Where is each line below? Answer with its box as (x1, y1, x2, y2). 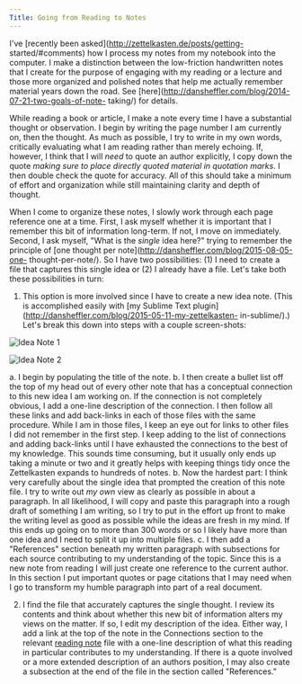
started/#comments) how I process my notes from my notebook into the (9, 47, 276, 58)
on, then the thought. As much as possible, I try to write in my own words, (9, 131, 282, 142)
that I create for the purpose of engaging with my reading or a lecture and (9, 67, 283, 77)
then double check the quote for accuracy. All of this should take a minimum (9, 170, 292, 181)
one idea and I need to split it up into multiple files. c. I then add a (9, 534, 251, 545)
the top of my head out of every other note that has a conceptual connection (9, 381, 293, 392)
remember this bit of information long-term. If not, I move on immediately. (9, 226, 281, 236)
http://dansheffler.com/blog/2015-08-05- (139, 244, 293, 255)
